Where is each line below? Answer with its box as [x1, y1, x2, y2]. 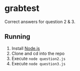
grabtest [4, 3, 40, 14]
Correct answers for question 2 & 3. [4, 19, 76, 24]
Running [4, 33, 31, 41]
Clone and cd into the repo [11, 50, 65, 56]
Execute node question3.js [11, 60, 66, 66]
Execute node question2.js [11, 56, 66, 61]
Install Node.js [11, 45, 40, 51]
